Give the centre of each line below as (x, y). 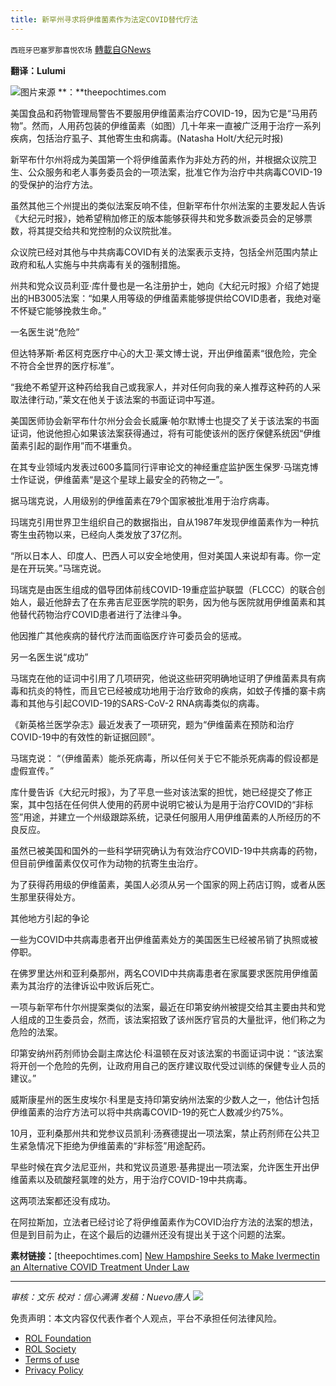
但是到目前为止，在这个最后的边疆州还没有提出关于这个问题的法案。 (150, 1234)
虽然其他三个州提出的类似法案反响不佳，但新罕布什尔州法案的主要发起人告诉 (168, 205)
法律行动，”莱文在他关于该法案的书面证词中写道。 (119, 399)
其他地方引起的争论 (50, 918)
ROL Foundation (58, 1338)
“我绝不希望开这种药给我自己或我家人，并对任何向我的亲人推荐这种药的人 (161, 387)
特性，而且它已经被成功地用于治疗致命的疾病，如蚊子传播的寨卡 (185, 690)
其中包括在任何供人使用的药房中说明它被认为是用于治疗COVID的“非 (166, 804)
